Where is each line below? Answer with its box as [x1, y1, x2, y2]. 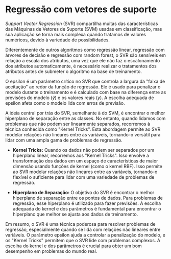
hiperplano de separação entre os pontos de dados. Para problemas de [12, 195, 163, 201]
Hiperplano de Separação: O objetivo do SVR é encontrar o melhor [12, 189, 155, 195]
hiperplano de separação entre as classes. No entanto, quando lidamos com [5, 115, 166, 121]
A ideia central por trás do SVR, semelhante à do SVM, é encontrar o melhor [5, 110, 165, 116]
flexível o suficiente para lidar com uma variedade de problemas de [12, 174, 155, 180]
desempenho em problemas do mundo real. [5, 248, 97, 254]
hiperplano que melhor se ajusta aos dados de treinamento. [12, 211, 138, 217]
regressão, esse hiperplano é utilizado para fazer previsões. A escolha [12, 200, 161, 206]
